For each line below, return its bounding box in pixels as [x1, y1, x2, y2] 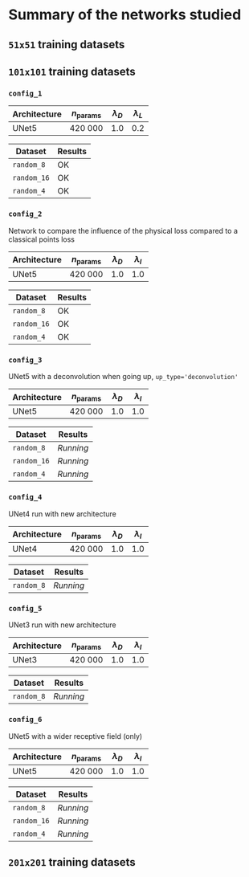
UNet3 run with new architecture [8, 620, 116, 630]
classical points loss [8, 235, 75, 244]
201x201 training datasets [8, 855, 137, 869]
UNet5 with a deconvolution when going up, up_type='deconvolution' [8, 372, 239, 381]
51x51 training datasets [8, 38, 125, 51]
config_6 [8, 715, 43, 724]
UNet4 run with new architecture [8, 508, 116, 519]
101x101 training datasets [8, 64, 137, 78]
